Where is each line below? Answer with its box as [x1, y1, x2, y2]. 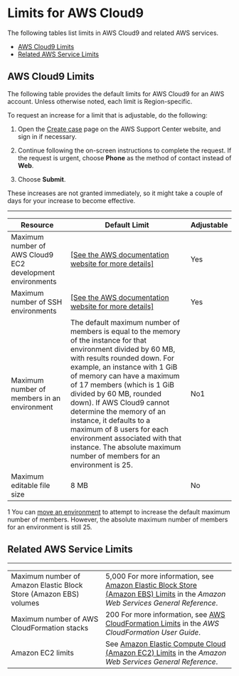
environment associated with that [70, 433, 182, 443]
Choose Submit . [17, 175, 66, 183]
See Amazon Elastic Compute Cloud [105, 639, 226, 649]
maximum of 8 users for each [70, 424, 169, 434]
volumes [11, 598, 40, 608]
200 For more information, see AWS [105, 609, 225, 619]
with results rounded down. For [70, 353, 174, 363]
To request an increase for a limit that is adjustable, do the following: [7, 110, 208, 119]
